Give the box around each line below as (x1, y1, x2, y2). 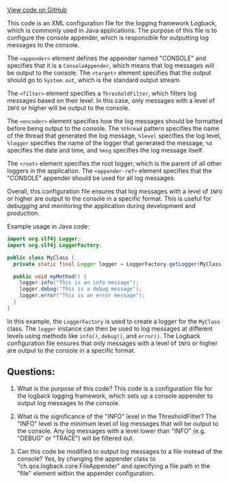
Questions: (7, 366, 55, 378)
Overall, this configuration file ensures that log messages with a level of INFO (7, 188, 223, 195)
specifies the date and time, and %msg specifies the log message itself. (7, 147, 204, 154)
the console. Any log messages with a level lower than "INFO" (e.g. (16, 426, 206, 435)
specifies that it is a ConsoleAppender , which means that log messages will (7, 62, 215, 69)
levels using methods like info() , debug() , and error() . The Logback (7, 331, 200, 340)
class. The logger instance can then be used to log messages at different (7, 324, 213, 333)
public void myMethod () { (13, 273, 87, 280)
